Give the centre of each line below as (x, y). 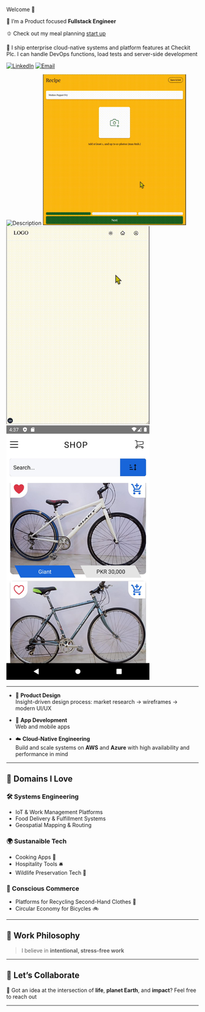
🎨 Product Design (38, 695)
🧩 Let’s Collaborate (43, 976)
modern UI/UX (33, 708)
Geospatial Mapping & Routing (53, 825)
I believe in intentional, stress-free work (73, 950)
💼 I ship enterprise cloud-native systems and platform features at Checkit (99, 48)
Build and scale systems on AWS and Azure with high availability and (103, 747)
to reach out (22, 996)
